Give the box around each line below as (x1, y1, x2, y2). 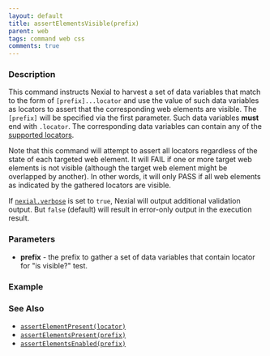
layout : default (8, 11, 63, 20)
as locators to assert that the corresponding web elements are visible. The (8, 105, 257, 114)
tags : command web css (8, 34, 85, 43)
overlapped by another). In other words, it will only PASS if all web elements (8, 172, 261, 182)
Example (8, 281, 44, 292)
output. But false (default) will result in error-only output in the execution (8, 204, 253, 215)
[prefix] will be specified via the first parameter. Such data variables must (8, 113, 259, 122)
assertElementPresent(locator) (19, 322, 126, 331)
